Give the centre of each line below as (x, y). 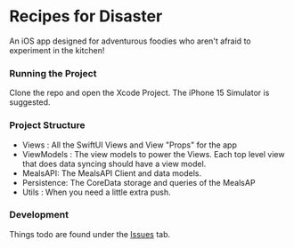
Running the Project (53, 73)
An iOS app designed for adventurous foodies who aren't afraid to (130, 41)
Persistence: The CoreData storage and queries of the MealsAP (139, 182)
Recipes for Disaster (86, 16)
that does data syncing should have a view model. (114, 164)
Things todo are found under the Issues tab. (90, 234)
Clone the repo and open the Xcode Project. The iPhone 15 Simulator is (139, 93)
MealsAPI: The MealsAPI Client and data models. (112, 173)
